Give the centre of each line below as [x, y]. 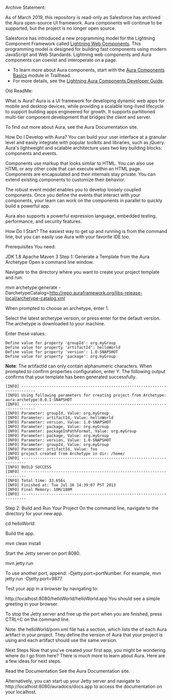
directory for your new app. [34, 513]
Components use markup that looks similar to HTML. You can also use [80, 163]
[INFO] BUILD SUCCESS [28, 467]
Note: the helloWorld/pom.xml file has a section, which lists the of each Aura [86, 629]
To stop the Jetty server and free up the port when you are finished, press [84, 614]
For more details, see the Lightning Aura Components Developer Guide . [88, 81]
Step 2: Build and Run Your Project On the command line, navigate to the [82, 508]
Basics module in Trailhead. [42, 75]
